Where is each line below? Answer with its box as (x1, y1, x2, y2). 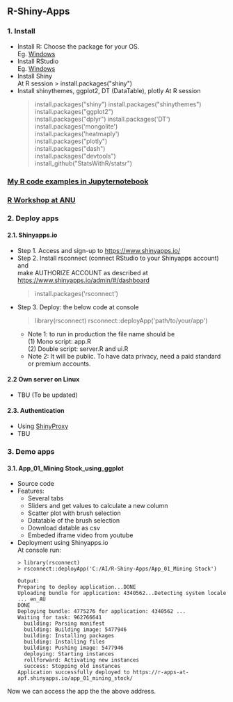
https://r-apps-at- (132, 669, 189, 676)
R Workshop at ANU (7, 195, 76, 204)
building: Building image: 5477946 (24, 626, 127, 633)
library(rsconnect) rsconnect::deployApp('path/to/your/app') (34, 316, 208, 325)
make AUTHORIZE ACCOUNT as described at (17, 268, 148, 277)
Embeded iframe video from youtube (27, 531, 134, 539)
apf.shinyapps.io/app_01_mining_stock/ (17, 675, 134, 682)
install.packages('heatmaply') (34, 129, 120, 138)
